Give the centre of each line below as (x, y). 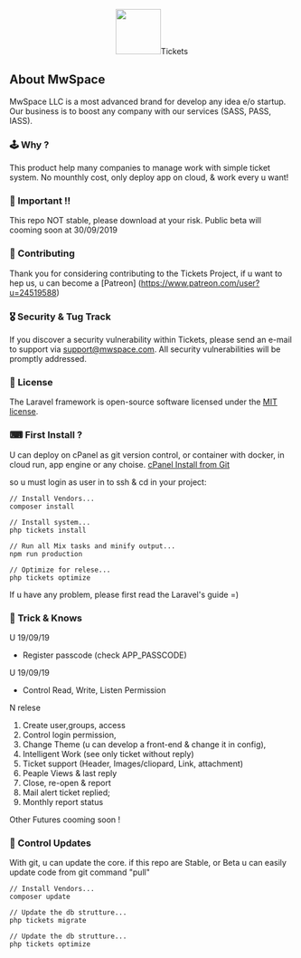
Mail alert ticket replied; (66, 792)
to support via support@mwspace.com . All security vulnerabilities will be (145, 349)
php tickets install (48, 530)
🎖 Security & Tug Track (60, 317)
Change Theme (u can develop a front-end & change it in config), (144, 744)
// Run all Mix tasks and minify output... (93, 546)
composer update (40, 897)
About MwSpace (57, 80)
